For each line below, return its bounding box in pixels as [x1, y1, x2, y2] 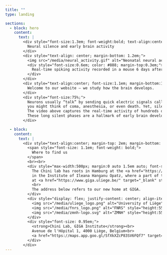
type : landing [5, 12, 35, 17]
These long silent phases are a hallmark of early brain [27, 113, 148, 118]
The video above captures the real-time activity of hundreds [27, 109, 159, 114]
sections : [5, 21, 26, 26]
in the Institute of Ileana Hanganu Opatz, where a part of [31, 173, 159, 178]
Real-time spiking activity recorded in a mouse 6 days [31, 67, 150, 72]
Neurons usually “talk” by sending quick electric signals [27, 99, 153, 104]
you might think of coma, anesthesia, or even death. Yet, [27, 104, 153, 109]
